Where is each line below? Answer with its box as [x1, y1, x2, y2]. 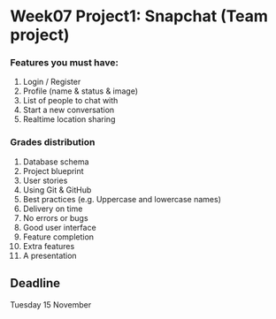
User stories [22, 175, 68, 186]
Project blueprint [22, 165, 84, 176]
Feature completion [22, 232, 95, 242]
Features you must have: [10, 57, 119, 69]
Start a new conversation [22, 104, 115, 116]
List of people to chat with [22, 95, 119, 106]
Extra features [22, 240, 75, 251]
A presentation [22, 250, 78, 261]
